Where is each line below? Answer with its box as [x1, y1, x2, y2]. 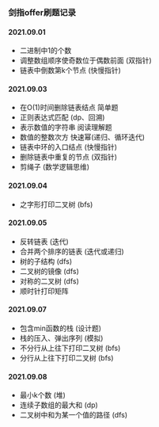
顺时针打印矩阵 [19, 286, 69, 295]
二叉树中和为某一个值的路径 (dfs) [19, 410, 128, 420]
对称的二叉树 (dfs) [19, 276, 79, 286]
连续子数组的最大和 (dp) [19, 400, 99, 410]
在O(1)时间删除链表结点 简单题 [19, 103, 119, 112]
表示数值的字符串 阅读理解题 [19, 123, 112, 132]
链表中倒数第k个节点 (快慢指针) [19, 66, 121, 75]
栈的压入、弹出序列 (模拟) [19, 333, 104, 342]
